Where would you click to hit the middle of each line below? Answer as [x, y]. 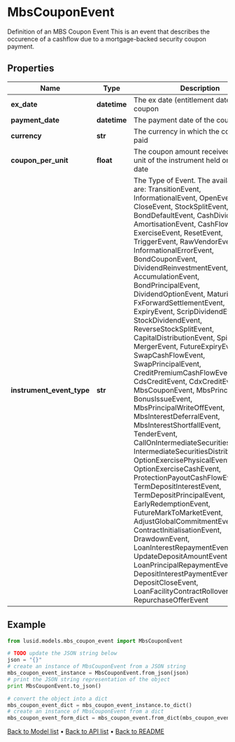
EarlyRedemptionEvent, [172, 504]
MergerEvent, [156, 346]
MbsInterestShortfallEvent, [178, 425]
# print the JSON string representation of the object [89, 679]
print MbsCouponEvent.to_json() [54, 686]
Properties [31, 68]
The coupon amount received [182, 151]
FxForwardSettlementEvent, [179, 303]
